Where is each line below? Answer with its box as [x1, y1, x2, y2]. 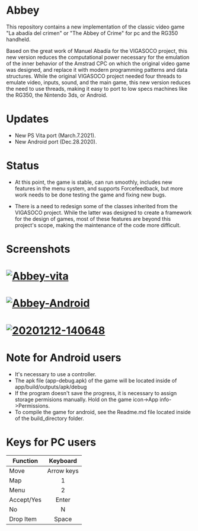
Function [12, 457, 39, 465]
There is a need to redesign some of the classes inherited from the [14, 202, 178, 209]
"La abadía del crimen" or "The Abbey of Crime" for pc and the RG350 [6, 29, 178, 36]
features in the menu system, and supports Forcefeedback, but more [14, 185, 183, 192]
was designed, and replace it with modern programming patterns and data [6, 66, 188, 73]
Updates [6, 112, 49, 126]
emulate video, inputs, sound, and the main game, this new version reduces [6, 78, 191, 86]
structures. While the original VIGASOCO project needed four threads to [6, 72, 182, 80]
